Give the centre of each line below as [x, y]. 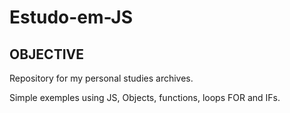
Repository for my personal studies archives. [101, 78]
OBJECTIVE [46, 54]
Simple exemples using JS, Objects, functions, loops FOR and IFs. [145, 97]
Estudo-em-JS [71, 17]
